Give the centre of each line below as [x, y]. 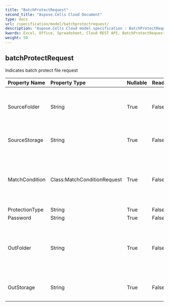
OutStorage [21, 287]
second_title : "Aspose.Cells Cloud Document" [54, 15]
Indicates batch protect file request [41, 70]
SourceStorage [26, 140]
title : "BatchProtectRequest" [37, 10]
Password [20, 218]
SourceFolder [24, 107]
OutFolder [20, 248]
